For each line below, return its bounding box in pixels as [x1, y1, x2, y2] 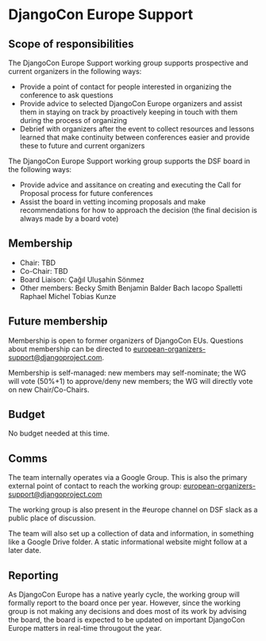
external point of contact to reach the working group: [8, 482, 182, 491]
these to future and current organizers [19, 141, 145, 150]
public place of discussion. [8, 513, 97, 523]
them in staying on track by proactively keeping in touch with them [19, 107, 238, 117]
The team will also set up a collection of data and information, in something [8, 529, 254, 539]
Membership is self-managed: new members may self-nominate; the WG [8, 367, 246, 378]
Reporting [8, 569, 59, 582]
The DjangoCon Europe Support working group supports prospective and [8, 58, 249, 67]
